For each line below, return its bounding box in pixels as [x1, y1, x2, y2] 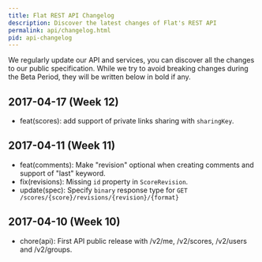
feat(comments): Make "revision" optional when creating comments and [19, 160, 254, 169]
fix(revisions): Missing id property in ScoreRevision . [19, 177, 189, 186]
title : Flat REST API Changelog [8, 11, 114, 20]
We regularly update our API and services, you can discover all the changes [8, 55, 255, 65]
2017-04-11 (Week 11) [8, 139, 116, 153]
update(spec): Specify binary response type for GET [19, 185, 188, 195]
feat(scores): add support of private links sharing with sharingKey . [19, 116, 234, 126]
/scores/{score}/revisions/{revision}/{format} [19, 193, 179, 202]
